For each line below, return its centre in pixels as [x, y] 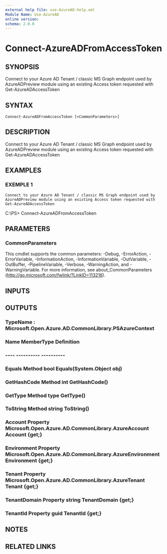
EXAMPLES [23, 170]
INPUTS [17, 291]
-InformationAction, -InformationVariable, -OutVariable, [91, 259]
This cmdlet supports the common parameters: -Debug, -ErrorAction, [77, 254]
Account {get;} [24, 434]
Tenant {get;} [22, 486]
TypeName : [20, 322]
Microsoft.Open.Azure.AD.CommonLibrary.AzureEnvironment [82, 454]
